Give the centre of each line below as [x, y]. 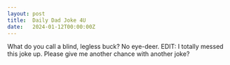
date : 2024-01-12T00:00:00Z [52, 27]
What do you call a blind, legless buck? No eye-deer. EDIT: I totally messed [115, 47]
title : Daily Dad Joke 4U [47, 20]
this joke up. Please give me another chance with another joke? [99, 54]
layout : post [26, 14]
